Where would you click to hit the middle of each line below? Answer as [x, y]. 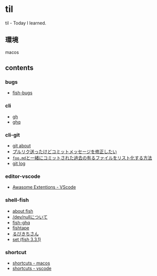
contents [19, 68]
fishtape [21, 228]
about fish [23, 211]
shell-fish [17, 200]
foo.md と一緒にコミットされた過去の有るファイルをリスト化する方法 [82, 158]
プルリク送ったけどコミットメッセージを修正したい [65, 152]
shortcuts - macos [31, 263]
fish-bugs [22, 93]
